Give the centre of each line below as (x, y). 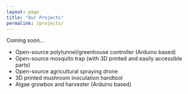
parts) (23, 65)
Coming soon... (25, 41)
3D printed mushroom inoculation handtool (69, 78)
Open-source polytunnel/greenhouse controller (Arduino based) (96, 52)
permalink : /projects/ (35, 23)
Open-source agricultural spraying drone (66, 72)
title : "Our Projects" (35, 18)
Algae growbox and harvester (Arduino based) (73, 84)
